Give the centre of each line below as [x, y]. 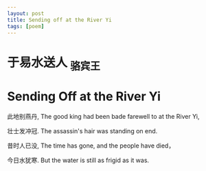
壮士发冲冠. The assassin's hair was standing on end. [82, 131]
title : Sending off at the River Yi [59, 20]
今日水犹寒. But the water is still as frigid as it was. [78, 160]
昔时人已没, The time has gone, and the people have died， [91, 146]
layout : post [26, 13]
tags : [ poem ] [26, 26]
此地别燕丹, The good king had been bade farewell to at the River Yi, [103, 117]
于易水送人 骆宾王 [54, 64]
